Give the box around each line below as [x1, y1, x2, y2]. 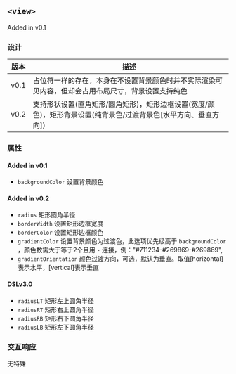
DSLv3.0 [7, 280, 33, 288]
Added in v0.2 [7, 194, 50, 202]
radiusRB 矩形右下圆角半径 [17, 314, 95, 323]
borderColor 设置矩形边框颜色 [17, 228, 104, 237]
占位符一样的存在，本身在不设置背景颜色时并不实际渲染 [32, 76, 216, 86]
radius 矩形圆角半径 [17, 211, 76, 219]
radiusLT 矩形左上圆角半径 [17, 296, 95, 305]
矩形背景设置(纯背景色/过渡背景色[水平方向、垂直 [49, 110, 213, 120]
